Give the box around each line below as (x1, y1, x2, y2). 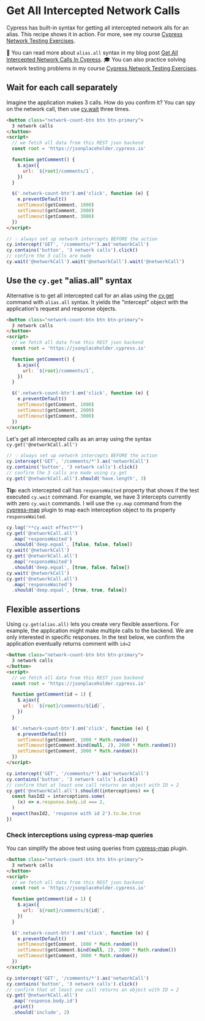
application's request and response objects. (6, 305, 117, 312)
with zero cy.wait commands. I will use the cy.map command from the (6, 499, 182, 507)
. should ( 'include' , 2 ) (12, 1009, 70, 1015)
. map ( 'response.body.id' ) (12, 998, 78, 1004)
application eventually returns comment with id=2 (6, 640, 131, 648)
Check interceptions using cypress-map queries (6, 830, 154, 839)
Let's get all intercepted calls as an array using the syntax (6, 435, 152, 443)
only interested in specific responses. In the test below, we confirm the (6, 633, 185, 641)
